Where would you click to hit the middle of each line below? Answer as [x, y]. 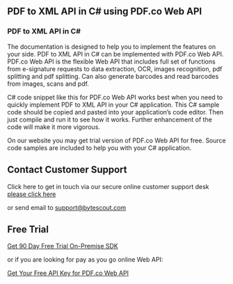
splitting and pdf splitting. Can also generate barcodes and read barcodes [113, 76]
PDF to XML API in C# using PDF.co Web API [105, 12]
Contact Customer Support [67, 170]
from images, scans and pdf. [48, 84]
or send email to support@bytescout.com [67, 207]
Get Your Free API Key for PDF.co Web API [68, 273]
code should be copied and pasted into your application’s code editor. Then [115, 112]
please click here [32, 194]
